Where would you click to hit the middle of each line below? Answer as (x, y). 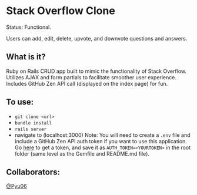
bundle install (33, 123)
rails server (31, 129)
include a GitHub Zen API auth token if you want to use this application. (101, 141)
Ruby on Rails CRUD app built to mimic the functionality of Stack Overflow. (96, 71)
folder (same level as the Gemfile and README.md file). (82, 153)
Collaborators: (33, 172)
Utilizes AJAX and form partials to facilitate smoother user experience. (91, 77)
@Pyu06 (17, 186)
